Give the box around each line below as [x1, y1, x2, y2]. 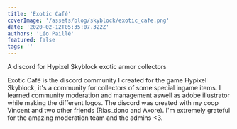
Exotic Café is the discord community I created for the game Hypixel [7, 76, 207, 85]
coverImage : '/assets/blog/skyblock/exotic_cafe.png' [7, 17, 170, 24]
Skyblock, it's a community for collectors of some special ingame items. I [7, 84, 221, 92]
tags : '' [7, 43, 33, 50]
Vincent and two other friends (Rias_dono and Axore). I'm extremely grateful [7, 106, 231, 114]
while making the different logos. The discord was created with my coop [7, 99, 219, 106]
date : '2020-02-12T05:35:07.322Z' [7, 23, 110, 30]
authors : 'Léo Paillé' [7, 30, 75, 37]
